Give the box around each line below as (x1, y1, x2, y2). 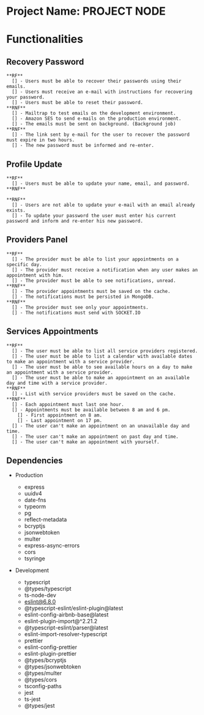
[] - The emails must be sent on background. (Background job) (12, 121, 176, 127)
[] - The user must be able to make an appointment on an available (12, 374, 190, 380)
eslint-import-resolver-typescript (24, 631, 107, 638)
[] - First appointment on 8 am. (17, 412, 103, 418)
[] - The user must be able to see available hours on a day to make (12, 364, 192, 370)
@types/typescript (24, 585, 71, 593)
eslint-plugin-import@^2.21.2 (24, 618, 98, 625)
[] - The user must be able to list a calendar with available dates (12, 353, 192, 359)
